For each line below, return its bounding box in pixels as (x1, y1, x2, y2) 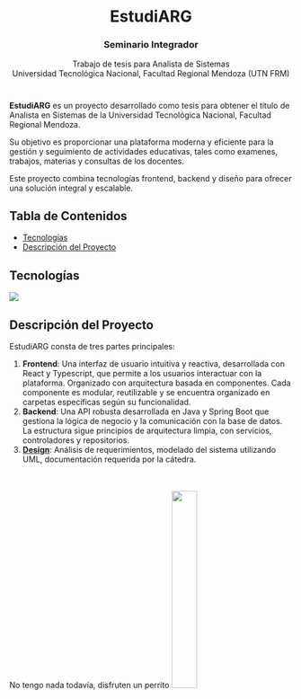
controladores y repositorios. (22, 435, 130, 446)
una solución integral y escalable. (9, 182, 133, 193)
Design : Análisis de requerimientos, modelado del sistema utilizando (22, 445, 277, 456)
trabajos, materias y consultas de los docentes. (9, 155, 184, 166)
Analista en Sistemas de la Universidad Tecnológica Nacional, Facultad (9, 110, 272, 120)
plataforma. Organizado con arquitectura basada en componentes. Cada (22, 377, 291, 388)
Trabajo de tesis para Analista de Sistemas (72, 58, 230, 69)
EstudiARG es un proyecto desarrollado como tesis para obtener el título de (9, 100, 290, 111)
